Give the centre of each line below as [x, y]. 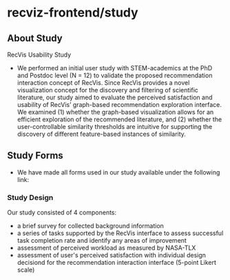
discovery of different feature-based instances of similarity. [101, 134]
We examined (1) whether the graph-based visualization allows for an [115, 112]
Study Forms [35, 156]
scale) [26, 270]
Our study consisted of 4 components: [62, 212]
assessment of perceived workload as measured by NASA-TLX [106, 248]
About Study [35, 38]
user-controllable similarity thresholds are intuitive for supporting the [115, 127]
